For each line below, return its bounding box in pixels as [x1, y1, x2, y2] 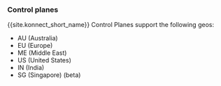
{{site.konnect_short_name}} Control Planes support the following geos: [7, 21, 215, 29]
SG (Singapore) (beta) [17, 71, 81, 79]
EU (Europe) [17, 42, 53, 50]
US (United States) [17, 56, 72, 64]
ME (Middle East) [17, 49, 67, 57]
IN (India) [17, 64, 45, 72]
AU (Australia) [17, 34, 58, 42]
